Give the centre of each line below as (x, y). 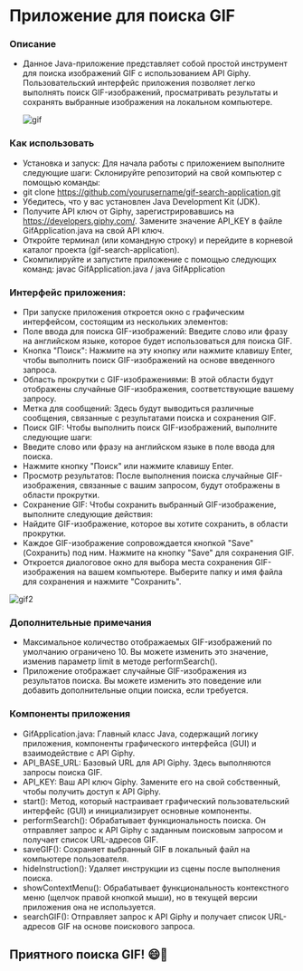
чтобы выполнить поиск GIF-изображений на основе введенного (149, 361)
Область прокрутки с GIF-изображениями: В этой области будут (148, 380)
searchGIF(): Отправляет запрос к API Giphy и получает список (144, 917)
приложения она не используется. (89, 907)
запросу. (39, 399)
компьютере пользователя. (76, 859)
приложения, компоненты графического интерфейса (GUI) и (139, 743)
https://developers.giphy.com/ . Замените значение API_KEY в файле (152, 221)
